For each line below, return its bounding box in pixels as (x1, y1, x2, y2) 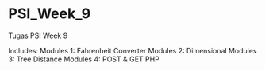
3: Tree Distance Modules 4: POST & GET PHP (8, 54, 160, 64)
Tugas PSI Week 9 (8, 31, 68, 40)
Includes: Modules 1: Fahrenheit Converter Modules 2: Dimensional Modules (8, 46, 257, 55)
